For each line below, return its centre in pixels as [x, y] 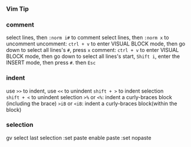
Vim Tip [18, 9]
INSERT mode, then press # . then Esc [51, 63]
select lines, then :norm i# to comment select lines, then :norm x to [88, 38]
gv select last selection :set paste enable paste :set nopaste [79, 138]
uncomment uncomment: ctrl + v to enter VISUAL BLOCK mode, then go [96, 44]
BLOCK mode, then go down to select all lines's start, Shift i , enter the [93, 56]
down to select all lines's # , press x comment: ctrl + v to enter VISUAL [93, 50]
